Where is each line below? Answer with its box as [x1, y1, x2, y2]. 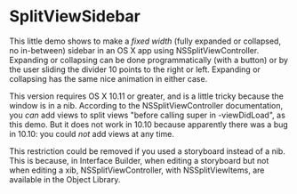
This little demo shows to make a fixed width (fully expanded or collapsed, [9, 36, 282, 46]
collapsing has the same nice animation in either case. [9, 73, 208, 84]
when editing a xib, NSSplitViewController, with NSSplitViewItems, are [9, 165, 265, 175]
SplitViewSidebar [9, 6, 140, 27]
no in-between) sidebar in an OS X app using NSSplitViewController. [9, 44, 260, 55]
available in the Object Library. [9, 174, 121, 184]
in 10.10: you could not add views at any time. [9, 128, 175, 139]
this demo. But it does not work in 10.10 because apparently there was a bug [9, 118, 289, 130]
